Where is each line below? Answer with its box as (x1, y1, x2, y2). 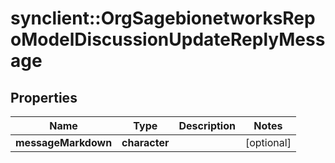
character (121, 136, 170, 149)
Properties (10, 89, 78, 106)
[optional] (244, 136, 292, 149)
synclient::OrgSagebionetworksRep (10, 7, 316, 30)
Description (178, 119, 236, 132)
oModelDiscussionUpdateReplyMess (10, 28, 326, 51)
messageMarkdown (15, 136, 113, 149)
